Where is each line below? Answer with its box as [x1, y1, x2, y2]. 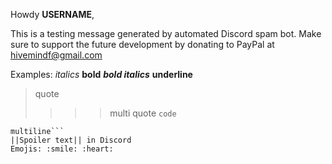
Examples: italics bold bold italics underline [10, 69, 193, 80]
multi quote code [109, 107, 177, 119]
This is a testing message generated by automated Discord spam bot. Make [10, 28, 322, 39]
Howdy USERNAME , [10, 9, 95, 20]
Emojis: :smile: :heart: [10, 144, 114, 154]
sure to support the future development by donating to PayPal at [10, 39, 275, 50]
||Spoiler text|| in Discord [10, 135, 132, 145]
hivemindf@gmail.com [10, 49, 103, 61]
